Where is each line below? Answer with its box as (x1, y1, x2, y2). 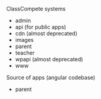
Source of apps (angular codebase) (6, 74, 96, 81)
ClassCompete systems (6, 5, 66, 12)
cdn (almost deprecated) (15, 30, 78, 37)
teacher (15, 49, 35, 56)
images (15, 36, 34, 43)
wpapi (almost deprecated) (15, 56, 83, 63)
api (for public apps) (15, 24, 66, 30)
